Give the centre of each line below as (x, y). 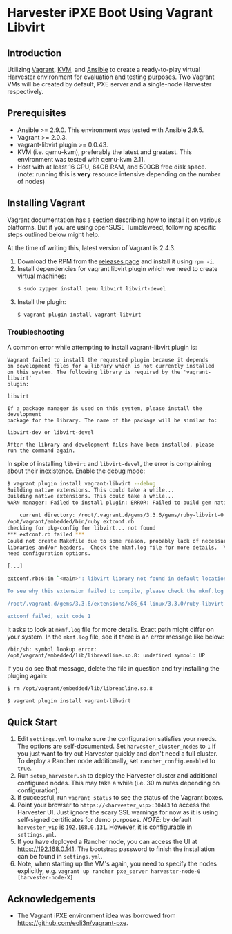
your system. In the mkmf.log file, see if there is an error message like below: (116, 637)
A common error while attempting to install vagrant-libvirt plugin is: (102, 347)
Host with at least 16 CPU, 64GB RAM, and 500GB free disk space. (112, 167)
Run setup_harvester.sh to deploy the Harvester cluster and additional (117, 776)
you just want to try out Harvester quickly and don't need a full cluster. (117, 754)
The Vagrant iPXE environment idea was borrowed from (96, 916)
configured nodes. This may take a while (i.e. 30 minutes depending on (118, 783)
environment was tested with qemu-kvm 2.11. (81, 159)
